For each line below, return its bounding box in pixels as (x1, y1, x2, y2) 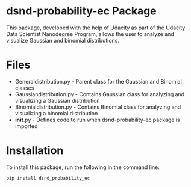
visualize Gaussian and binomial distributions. (6, 37, 119, 44)
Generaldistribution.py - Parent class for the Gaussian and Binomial (14, 78, 182, 85)
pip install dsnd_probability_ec (6, 175, 90, 181)
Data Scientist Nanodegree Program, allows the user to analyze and (6, 30, 175, 37)
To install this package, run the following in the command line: (6, 164, 160, 171)
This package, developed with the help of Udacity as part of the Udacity (6, 24, 186, 31)
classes (14, 84, 34, 91)
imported (14, 122, 38, 130)
